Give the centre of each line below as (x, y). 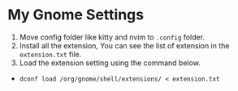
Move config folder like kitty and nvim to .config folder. (112, 37)
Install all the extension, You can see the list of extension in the (124, 45)
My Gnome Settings (76, 15)
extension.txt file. (50, 54)
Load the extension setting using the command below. (110, 63)
